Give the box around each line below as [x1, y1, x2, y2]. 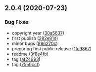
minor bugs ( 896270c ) [11, 40, 58, 46]
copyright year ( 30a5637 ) [11, 30, 65, 36]
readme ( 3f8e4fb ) [11, 51, 49, 57]
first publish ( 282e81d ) [11, 35, 58, 41]
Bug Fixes [4, 19, 29, 26]
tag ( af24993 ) [11, 56, 41, 62]
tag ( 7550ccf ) [11, 61, 40, 67]
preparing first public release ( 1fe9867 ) [11, 45, 92, 51]
